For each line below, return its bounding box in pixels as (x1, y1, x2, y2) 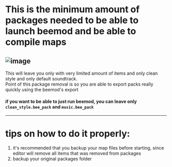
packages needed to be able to (5, 14, 139, 26)
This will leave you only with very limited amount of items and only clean (5, 70, 158, 76)
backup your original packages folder (12, 156, 92, 162)
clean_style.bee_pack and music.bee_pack (5, 103, 94, 110)
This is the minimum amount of (5, 4, 140, 15)
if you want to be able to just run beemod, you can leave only (5, 98, 137, 105)
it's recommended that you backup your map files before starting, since (12, 145, 164, 151)
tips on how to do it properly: (5, 128, 131, 139)
